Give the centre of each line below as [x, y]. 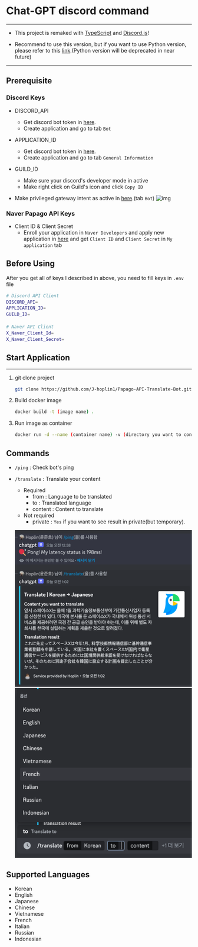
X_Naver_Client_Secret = [35, 339]
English [24, 895]
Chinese [25, 907]
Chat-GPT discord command [77, 11]
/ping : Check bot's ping [44, 467]
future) [23, 57]
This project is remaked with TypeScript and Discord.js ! [82, 32]
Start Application [38, 358]
